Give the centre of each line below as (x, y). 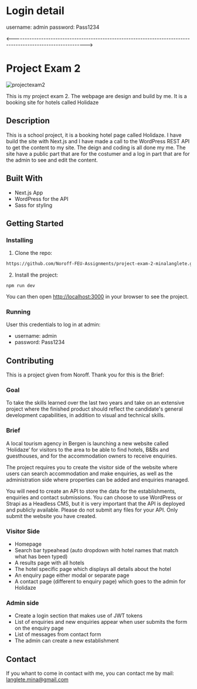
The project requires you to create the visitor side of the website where (92, 467)
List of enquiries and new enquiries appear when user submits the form (101, 622)
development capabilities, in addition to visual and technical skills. (86, 415)
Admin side (23, 603)
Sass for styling (33, 205)
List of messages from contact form (58, 634)
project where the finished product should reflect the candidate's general (94, 409)
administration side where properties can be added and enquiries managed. (98, 479)
